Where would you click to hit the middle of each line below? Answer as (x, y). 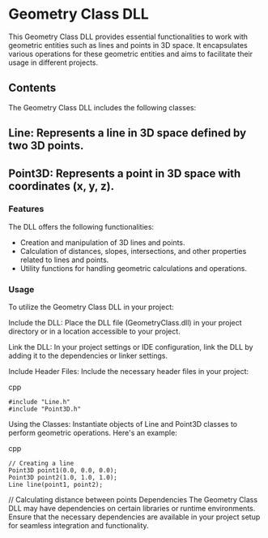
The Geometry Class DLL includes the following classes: (102, 107)
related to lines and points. (64, 260)
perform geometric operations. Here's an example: (93, 433)
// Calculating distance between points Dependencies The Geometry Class (133, 500)
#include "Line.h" (39, 402)
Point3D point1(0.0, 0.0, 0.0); (63, 471)
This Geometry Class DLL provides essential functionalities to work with (128, 37)
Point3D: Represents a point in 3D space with (125, 173)
